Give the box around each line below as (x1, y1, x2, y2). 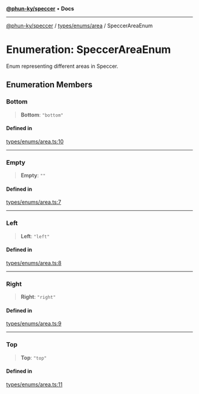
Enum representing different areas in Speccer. (6, 62, 118, 70)
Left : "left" (20, 232, 50, 239)
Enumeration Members (6, 80, 93, 90)
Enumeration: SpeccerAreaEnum (6, 43, 171, 56)
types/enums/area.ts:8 (6, 259, 62, 266)
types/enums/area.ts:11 (6, 380, 63, 388)
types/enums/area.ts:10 (6, 138, 64, 145)
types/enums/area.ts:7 (6, 198, 62, 206)
